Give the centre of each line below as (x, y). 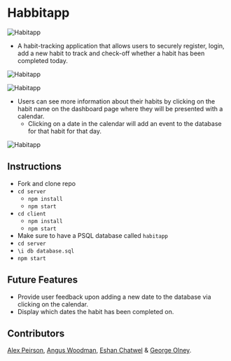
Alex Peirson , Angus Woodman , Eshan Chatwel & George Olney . (99, 351)
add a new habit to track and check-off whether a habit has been (111, 53)
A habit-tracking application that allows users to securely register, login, (121, 45)
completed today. (43, 60)
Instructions (34, 167)
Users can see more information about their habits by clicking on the (116, 101)
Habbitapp (38, 13)
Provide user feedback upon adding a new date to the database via (114, 297)
